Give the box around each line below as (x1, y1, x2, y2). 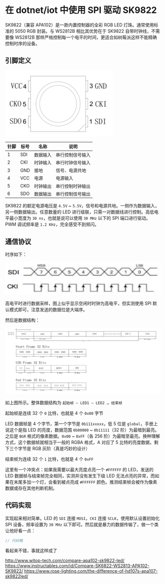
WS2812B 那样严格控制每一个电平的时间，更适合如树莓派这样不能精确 (14, 34, 157, 40)
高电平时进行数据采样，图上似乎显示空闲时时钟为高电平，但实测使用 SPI (5, 301, 152, 307)
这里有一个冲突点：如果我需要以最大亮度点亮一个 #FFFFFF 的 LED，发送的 (5, 466, 154, 472)
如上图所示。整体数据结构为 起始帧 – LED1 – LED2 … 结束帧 (5, 399, 123, 405)
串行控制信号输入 (56, 152, 91, 158)
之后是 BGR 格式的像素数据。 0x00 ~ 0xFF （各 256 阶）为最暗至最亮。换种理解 (5, 433, 161, 439)
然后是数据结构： (5, 317, 40, 323)
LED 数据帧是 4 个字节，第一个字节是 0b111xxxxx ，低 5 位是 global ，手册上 (5, 420, 158, 427)
